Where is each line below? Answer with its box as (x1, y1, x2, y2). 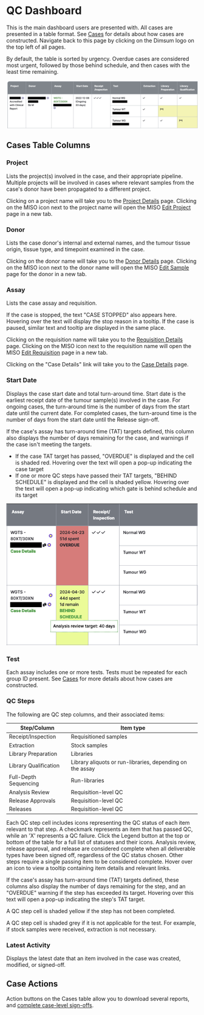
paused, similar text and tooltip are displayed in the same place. (6, 324, 166, 332)
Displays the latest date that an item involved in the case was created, (6, 955, 181, 962)
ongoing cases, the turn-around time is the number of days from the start (6, 403, 190, 410)
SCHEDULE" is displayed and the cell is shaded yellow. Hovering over (15, 478, 189, 485)
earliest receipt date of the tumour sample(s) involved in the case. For (6, 396, 181, 404)
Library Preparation (8, 750, 58, 757)
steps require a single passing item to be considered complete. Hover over (6, 858, 193, 865)
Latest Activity (6, 941, 50, 949)
